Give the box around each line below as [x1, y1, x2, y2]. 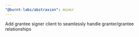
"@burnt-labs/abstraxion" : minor [5, 7, 74, 12]
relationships [5, 26, 32, 32]
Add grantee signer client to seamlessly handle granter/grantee [5, 21, 135, 27]
